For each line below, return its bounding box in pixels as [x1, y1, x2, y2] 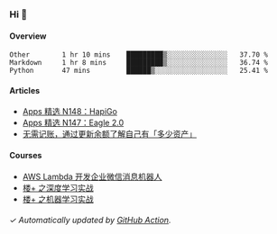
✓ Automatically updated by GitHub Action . [9, 215, 171, 226]
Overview [9, 31, 47, 41]
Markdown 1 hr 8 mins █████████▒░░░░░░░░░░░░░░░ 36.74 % [9, 58, 269, 67]
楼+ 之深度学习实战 [22, 182, 94, 193]
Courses [9, 149, 42, 160]
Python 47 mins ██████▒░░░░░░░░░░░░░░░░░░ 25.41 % [9, 67, 269, 76]
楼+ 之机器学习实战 [22, 193, 94, 204]
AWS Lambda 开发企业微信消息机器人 [22, 171, 162, 182]
